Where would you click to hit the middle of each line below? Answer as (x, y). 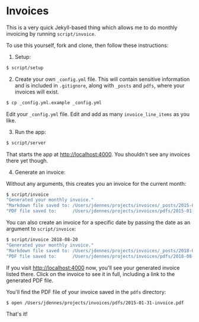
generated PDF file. (30, 280)
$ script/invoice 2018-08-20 (42, 240)
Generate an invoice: (40, 172)
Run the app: (30, 132)
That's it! (17, 314)
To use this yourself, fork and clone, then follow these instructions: (87, 45)
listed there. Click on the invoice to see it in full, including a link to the (91, 274)
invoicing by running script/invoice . (51, 33)
